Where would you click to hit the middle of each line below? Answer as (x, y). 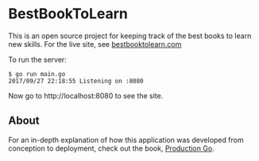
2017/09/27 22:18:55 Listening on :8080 (76, 81)
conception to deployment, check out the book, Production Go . (111, 148)
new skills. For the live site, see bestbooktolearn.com (95, 44)
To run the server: (38, 59)
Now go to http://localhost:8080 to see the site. (86, 95)
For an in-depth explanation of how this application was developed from (126, 140)
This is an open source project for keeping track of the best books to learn (130, 36)
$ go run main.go (37, 74)
